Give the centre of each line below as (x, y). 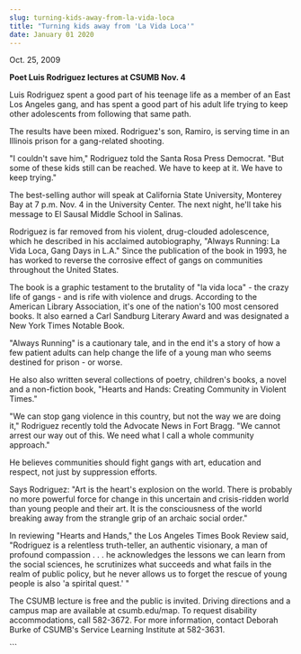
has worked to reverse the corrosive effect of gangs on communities (136, 260)
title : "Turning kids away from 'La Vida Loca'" (102, 26)
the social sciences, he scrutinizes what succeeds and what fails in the (141, 565)
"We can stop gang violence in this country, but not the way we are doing (145, 416)
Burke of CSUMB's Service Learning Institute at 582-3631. (117, 630)
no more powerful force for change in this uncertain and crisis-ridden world (149, 499)
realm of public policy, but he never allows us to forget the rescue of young (148, 574)
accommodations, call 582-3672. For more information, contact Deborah (144, 620)
